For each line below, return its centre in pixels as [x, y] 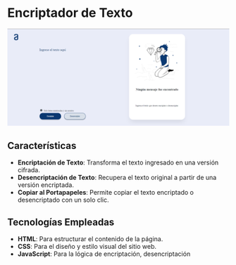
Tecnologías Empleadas [61, 222]
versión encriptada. [45, 185]
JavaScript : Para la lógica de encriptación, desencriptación [104, 254]
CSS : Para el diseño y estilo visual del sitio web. [87, 247]
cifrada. [29, 170]
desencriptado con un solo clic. [63, 200]
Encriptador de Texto [70, 13]
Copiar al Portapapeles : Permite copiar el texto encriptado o [106, 193]
